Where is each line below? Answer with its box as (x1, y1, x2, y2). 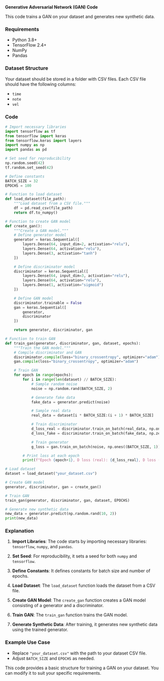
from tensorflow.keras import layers (5, 138, 82, 143)
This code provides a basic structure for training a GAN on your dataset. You (5, 665, 159, 671)
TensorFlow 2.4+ (12, 42, 47, 48)
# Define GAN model (14, 296, 54, 301)
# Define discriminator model (14, 264, 76, 269)
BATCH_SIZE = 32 (5, 178, 38, 183)
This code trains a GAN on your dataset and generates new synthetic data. (5, 14, 155, 19)
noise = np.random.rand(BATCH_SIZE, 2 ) (31, 386, 112, 391)
